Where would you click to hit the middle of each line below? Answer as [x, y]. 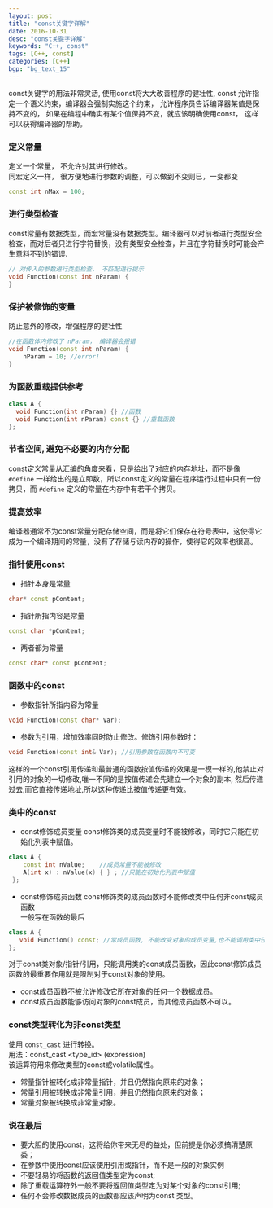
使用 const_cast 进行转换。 [54, 1044]
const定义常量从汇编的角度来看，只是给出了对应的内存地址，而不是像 [125, 468]
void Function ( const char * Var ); [65, 720]
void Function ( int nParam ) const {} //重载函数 [95, 419]
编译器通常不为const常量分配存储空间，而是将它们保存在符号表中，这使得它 [135, 531]
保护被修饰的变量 [42, 306]
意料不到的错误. [41, 254]
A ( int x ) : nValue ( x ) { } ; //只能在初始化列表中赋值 [109, 872]
